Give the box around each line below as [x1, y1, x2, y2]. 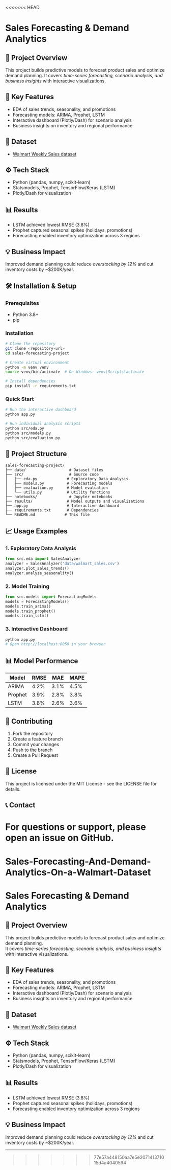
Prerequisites [5, 300, 39, 307]
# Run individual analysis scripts [5, 421, 81, 426]
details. [5, 786, 21, 792]
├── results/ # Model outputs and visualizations [5, 499, 145, 504]
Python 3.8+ [12, 311, 39, 318]
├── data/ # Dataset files [5, 467, 103, 472]
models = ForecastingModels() [5, 599, 70, 604]
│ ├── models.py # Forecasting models [5, 481, 113, 486]
